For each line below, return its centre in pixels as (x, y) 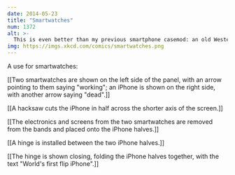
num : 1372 (22, 27)
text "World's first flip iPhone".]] (53, 164)
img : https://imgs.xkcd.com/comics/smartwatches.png (86, 46)
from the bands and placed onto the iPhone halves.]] (83, 129)
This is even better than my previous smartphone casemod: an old (112, 40)
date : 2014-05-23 (33, 14)
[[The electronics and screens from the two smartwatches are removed (110, 122)
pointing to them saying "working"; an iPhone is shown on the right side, (111, 87)
